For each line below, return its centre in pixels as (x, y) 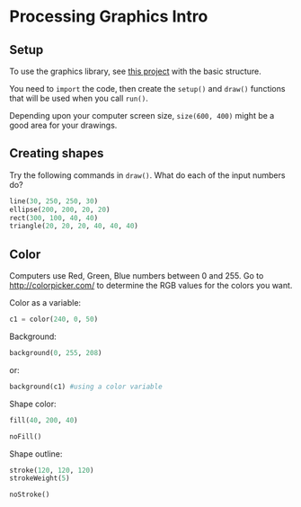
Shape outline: (36, 454)
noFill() (26, 436)
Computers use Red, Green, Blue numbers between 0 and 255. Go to (137, 276)
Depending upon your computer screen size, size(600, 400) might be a (142, 116)
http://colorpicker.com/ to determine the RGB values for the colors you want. (151, 286)
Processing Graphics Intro (109, 17)
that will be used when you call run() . (79, 98)
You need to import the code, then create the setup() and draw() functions (147, 89)
